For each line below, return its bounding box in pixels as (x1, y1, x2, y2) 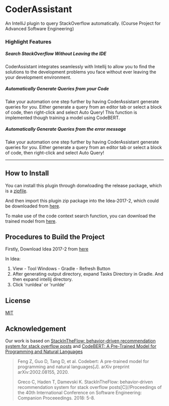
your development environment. (5, 74, 71, 80)
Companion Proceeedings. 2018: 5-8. (17, 395, 96, 401)
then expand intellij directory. (12, 276, 73, 282)
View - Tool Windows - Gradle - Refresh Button (12, 266, 111, 272)
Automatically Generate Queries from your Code (5, 86, 109, 92)
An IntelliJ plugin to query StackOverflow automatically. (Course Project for (5, 20, 161, 26)
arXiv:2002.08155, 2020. (17, 369, 69, 375)
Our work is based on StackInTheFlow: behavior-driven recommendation (5, 338, 156, 344)
